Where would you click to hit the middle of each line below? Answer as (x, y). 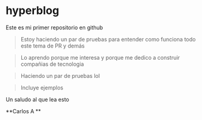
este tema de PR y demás (53, 46)
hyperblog (33, 11)
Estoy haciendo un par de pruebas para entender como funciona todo (108, 39)
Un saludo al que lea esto (37, 99)
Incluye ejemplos (42, 87)
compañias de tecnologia (52, 64)
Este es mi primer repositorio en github (54, 27)
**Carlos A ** (23, 111)
